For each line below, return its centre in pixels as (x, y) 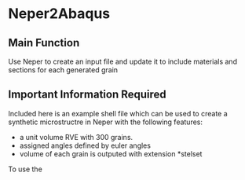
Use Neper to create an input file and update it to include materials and (123, 61)
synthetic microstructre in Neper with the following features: (105, 122)
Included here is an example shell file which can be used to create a (118, 113)
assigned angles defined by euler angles (85, 145)
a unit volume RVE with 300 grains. (76, 137)
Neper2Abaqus (59, 14)
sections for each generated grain (63, 70)
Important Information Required (87, 95)
